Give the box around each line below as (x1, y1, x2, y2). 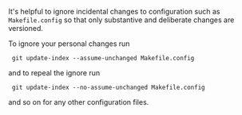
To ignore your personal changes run (8, 39, 130, 48)
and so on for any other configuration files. (8, 98, 149, 106)
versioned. (8, 24, 44, 33)
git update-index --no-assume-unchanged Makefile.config (11, 83, 205, 91)
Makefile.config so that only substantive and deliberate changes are (8, 15, 235, 25)
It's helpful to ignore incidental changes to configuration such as (8, 7, 220, 16)
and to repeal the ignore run (8, 68, 101, 78)
